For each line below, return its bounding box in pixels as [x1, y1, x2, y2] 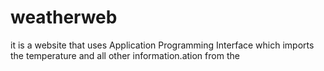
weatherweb [10, 6, 118, 29]
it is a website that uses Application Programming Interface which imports [10, 39, 315, 51]
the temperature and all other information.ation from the [10, 49, 240, 61]
